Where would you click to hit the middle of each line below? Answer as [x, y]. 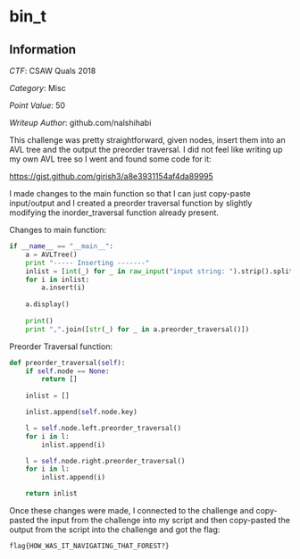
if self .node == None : [67, 371]
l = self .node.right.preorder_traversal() [105, 461]
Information [43, 50]
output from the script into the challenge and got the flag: [115, 530]
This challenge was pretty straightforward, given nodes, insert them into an [147, 140]
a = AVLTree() [51, 254]
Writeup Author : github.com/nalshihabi [80, 123]
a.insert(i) [64, 288]
